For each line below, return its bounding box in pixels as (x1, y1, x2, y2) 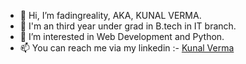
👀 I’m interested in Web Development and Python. (19, 31, 225, 42)
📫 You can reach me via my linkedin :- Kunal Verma (19, 42, 235, 54)
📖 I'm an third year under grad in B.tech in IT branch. (19, 20, 237, 32)
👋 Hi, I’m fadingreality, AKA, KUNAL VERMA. (19, 10, 202, 21)
